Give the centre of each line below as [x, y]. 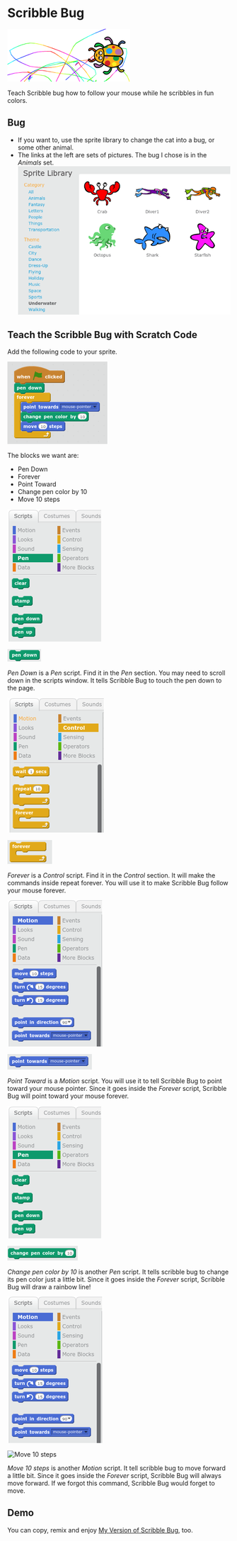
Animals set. [36, 162]
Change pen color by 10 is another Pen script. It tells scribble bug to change [118, 1272]
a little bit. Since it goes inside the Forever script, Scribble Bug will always [114, 1476]
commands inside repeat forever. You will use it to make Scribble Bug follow [118, 883]
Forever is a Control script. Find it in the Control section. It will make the [111, 875]
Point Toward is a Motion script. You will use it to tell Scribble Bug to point [115, 1081]
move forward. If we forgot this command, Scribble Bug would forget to [111, 1484]
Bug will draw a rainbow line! [49, 1287]
